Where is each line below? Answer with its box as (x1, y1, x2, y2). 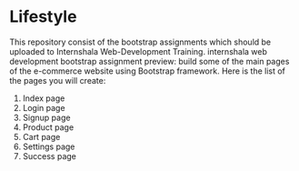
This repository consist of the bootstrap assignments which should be (9, 36, 272, 47)
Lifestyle (9, 6, 77, 27)
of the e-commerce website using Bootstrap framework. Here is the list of (9, 65, 286, 76)
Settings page (22, 141, 75, 152)
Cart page (22, 131, 61, 142)
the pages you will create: (9, 75, 106, 85)
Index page (22, 93, 65, 104)
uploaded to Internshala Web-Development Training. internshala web (9, 45, 268, 56)
